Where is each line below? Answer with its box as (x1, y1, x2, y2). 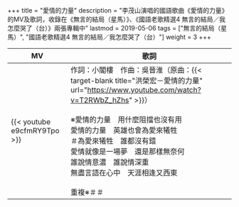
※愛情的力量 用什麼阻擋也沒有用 (70, 115, 183, 124)
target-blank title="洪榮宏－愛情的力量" (70, 76, 203, 85)
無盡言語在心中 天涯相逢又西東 (70, 168, 178, 177)
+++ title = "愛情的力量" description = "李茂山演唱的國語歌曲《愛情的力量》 (7, 6, 228, 14)
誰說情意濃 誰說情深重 (70, 157, 149, 167)
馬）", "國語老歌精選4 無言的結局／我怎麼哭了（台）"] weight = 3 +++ (7, 33, 212, 41)
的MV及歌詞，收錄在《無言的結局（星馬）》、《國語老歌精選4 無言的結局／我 (7, 15, 226, 23)
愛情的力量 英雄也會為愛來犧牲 (70, 125, 178, 135)
